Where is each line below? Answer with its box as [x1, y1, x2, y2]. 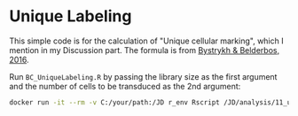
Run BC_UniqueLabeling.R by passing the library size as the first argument [9, 71, 278, 81]
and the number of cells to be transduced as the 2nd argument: [9, 81, 241, 91]
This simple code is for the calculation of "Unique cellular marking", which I [9, 35, 284, 46]
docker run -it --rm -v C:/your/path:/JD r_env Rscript [9, 97, 220, 107]
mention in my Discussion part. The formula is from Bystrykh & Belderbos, [9, 44, 280, 55]
